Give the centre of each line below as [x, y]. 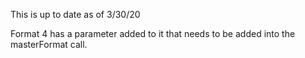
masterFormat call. [49, 44]
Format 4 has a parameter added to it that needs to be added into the [153, 33]
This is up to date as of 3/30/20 [75, 14]
